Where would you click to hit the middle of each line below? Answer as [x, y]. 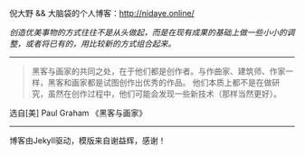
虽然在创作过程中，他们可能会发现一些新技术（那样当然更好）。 [165, 94]
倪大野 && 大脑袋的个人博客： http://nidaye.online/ [102, 13]
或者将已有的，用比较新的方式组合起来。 [100, 44]
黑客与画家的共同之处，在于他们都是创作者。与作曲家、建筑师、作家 [158, 71]
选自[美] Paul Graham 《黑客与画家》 [78, 113]
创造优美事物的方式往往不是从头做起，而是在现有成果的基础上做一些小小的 [148, 32]
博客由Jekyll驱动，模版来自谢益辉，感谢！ [88, 141]
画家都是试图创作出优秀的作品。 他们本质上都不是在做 [172, 82]
